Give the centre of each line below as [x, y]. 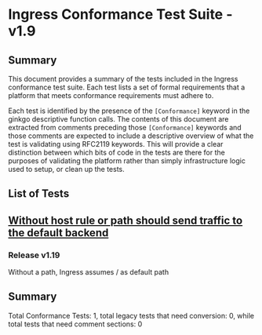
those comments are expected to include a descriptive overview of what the [131, 136]
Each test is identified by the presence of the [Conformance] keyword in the [129, 111]
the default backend [58, 233]
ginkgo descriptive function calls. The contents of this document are [118, 119]
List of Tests [39, 194]
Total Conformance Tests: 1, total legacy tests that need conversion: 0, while [131, 315]
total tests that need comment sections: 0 [75, 324]
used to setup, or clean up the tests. [67, 169]
